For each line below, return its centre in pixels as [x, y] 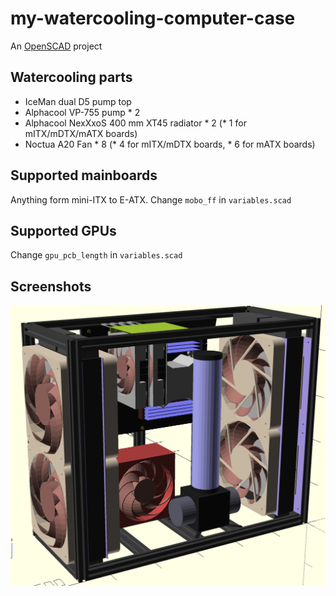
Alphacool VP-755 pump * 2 [82, 112]
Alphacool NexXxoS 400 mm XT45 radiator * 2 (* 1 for [135, 123]
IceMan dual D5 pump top [78, 101]
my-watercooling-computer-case [153, 18]
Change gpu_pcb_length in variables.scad [96, 255]
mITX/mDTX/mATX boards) [81, 133]
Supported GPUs [63, 230]
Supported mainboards [84, 175]
